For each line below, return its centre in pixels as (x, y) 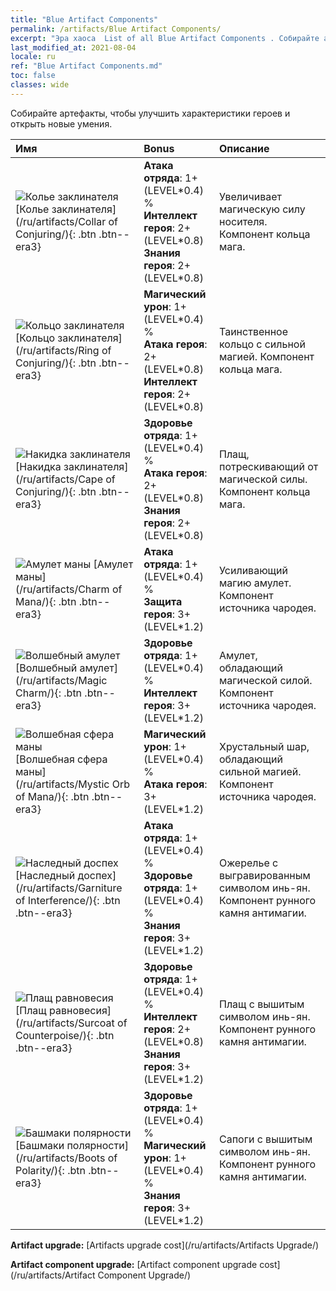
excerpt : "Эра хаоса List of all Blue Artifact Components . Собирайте (165, 38)
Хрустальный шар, (264, 746)
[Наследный (45, 875)
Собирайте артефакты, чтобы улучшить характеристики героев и (150, 113)
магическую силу (262, 209)
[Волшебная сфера (61, 759)
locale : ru (33, 57)
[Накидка (38, 466)
